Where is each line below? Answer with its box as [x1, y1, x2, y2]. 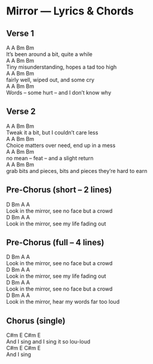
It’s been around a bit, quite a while [6, 51, 93, 58]
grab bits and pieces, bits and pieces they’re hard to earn [6, 167, 148, 174]
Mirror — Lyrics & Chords [6, 4, 134, 18]
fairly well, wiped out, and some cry [6, 77, 95, 83]
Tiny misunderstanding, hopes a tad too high [6, 63, 117, 71]
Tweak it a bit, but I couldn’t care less [6, 128, 98, 136]
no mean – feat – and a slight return [6, 154, 94, 162]
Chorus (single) [6, 315, 66, 326]
